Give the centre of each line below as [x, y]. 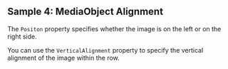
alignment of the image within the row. [63, 58]
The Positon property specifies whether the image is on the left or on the [114, 28]
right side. [22, 36]
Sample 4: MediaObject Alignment [85, 12]
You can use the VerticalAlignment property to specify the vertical [105, 50]
